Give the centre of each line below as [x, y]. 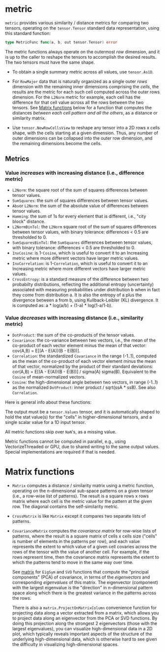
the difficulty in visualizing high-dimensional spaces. [65, 644]
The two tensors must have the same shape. [50, 62]
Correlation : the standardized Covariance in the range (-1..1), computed [84, 356]
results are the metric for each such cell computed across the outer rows [86, 92]
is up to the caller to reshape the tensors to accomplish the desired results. [81, 57]
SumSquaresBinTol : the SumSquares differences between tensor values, [82, 242]
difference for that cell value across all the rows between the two [78, 102]
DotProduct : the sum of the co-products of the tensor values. [74, 335]
